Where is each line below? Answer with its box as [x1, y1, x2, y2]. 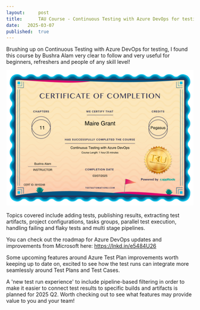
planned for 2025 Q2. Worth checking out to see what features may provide [6, 290, 192, 298]
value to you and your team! [6, 297, 75, 304]
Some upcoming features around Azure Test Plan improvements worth [6, 254, 179, 261]
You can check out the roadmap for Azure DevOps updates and [6, 236, 162, 243]
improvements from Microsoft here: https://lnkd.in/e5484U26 [6, 242, 157, 249]
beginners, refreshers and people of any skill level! [6, 59, 130, 66]
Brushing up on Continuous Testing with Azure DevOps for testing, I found [6, 45, 188, 53]
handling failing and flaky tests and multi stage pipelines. [6, 224, 146, 231]
